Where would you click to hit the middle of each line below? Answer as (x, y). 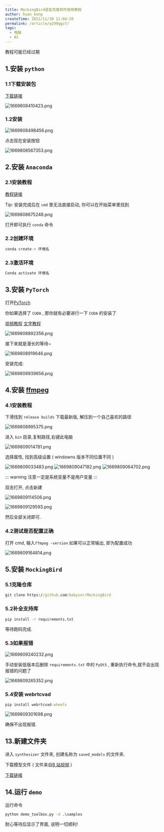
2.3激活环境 (19, 263)
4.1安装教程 (18, 406)
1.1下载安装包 (20, 84)
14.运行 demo (24, 792)
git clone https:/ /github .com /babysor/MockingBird (58, 595)
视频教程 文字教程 (23, 323)
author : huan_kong (24, 14)
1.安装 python (25, 69)
